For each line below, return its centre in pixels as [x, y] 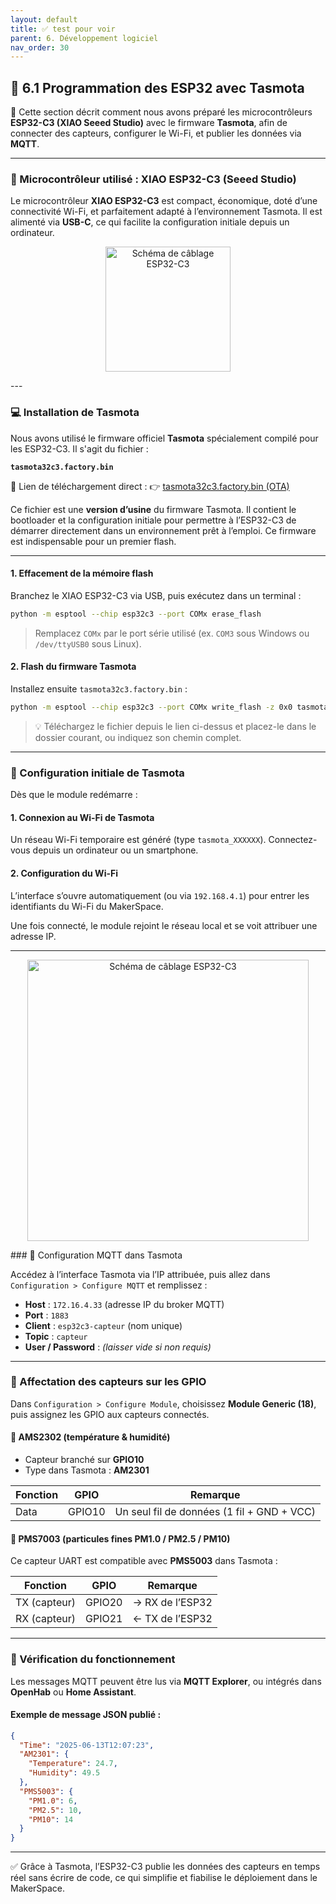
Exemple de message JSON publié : [86, 1715]
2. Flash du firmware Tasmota [73, 667]
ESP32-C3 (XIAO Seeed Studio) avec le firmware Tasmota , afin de [149, 123]
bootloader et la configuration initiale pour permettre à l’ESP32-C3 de [153, 520]
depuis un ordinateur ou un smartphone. [115, 850]
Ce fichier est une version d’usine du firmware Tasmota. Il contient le [153, 509]
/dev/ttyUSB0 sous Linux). [88, 643]
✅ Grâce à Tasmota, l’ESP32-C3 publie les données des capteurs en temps [165, 1867]
